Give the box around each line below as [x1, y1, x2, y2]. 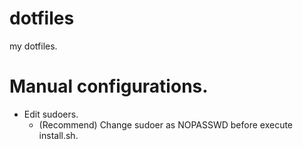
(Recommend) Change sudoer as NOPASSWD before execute [38, 118, 294, 131]
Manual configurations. [9, 75, 209, 98]
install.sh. [38, 129, 79, 141]
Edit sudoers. [23, 108, 79, 120]
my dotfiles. [9, 40, 58, 52]
